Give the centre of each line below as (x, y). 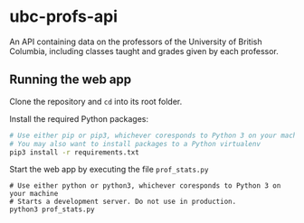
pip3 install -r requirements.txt (75, 152)
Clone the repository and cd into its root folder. (96, 101)
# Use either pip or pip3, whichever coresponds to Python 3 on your (143, 135)
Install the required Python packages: (79, 118)
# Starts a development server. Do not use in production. (123, 202)
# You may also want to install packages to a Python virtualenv (135, 144)
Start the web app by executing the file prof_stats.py (109, 170)
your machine (34, 194)
